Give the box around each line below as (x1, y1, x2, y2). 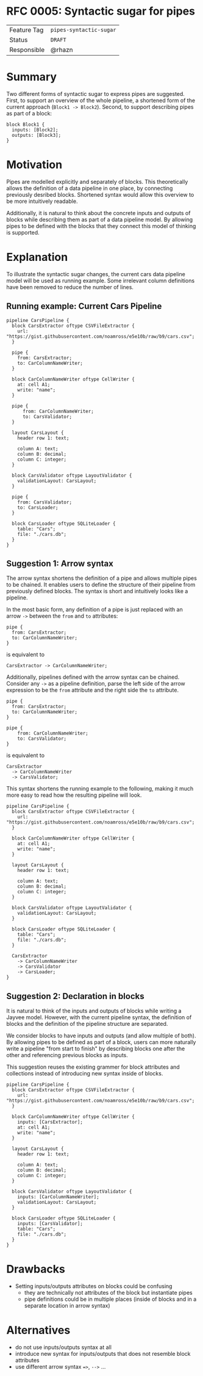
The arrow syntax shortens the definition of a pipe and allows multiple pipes (6, 574, 197, 582)
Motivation (6, 158, 63, 172)
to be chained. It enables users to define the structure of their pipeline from (6, 581, 196, 588)
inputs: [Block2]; (12, 126, 59, 133)
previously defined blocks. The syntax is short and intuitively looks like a (6, 588, 188, 595)
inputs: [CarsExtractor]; (17, 1119, 84, 1125)
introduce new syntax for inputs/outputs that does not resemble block (15, 1350, 191, 1358)
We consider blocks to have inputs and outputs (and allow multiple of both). (6, 1032, 196, 1039)
